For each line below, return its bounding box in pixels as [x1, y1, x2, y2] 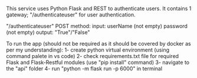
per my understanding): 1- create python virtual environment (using [6, 46, 170, 53]
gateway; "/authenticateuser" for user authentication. [6, 11, 136, 18]
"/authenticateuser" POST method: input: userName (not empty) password [6, 23, 188, 29]
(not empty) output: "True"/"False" [6, 29, 90, 36]
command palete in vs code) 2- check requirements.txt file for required [6, 53, 179, 59]
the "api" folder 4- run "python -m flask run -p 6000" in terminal [6, 65, 163, 72]
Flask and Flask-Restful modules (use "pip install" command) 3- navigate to [6, 59, 190, 66]
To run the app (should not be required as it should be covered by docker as [6, 40, 191, 47]
